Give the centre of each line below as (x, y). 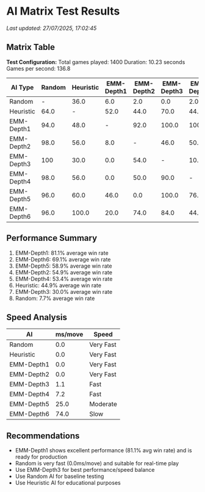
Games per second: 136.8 (38, 68)
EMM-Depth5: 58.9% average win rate (63, 266)
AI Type (22, 87)
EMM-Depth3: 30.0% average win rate (64, 291)
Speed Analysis (37, 317)
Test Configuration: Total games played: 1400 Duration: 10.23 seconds (96, 62)
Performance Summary (52, 238)
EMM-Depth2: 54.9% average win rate (64, 272)
